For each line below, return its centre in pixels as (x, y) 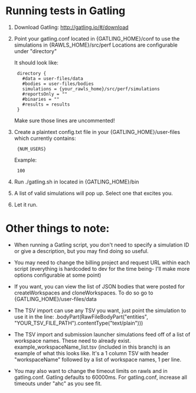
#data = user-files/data (53, 78)
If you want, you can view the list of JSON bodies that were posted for (99, 286)
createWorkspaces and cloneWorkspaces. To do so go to (84, 293)
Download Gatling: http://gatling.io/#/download (71, 27)
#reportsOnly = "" (45, 94)
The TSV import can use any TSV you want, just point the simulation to (100, 310)
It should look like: (36, 63)
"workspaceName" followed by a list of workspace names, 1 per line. (97, 359)
